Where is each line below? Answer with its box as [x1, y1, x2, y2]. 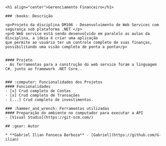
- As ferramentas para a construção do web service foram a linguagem [5, 62, 157, 67]
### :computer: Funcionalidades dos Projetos [5, 80, 102, 85]
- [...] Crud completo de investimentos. [5, 97, 94, 102]
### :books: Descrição [5, 14, 53, 19]
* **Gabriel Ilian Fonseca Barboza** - [5, 132, 89, 137]
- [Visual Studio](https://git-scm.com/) [5, 115, 94, 120]
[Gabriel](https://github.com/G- [91, 132, 161, 137]
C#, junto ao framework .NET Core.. [5, 66, 82, 71]
